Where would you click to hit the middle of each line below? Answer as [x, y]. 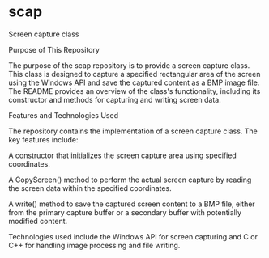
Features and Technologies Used [64, 115]
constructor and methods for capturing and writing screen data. [115, 99]
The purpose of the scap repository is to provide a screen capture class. [129, 65]
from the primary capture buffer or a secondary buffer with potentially [125, 212]
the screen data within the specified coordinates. [90, 188]
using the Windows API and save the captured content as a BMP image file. [134, 82]
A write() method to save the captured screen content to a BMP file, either [132, 204]
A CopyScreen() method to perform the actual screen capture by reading [130, 180]
